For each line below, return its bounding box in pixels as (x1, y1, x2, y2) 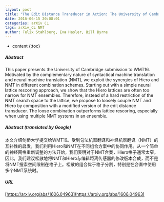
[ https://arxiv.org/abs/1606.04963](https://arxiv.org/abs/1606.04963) (5, 191, 145, 197)
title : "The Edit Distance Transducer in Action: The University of (5, 12, 147, 17)
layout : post (5, 7, 32, 12)
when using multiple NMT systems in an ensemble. (5, 113, 108, 119)
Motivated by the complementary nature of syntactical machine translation (5, 72, 155, 77)
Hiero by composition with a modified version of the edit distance (5, 103, 137, 109)
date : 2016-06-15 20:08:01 (5, 16, 60, 21)
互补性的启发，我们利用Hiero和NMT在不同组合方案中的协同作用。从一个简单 (5, 143, 159, 149)
